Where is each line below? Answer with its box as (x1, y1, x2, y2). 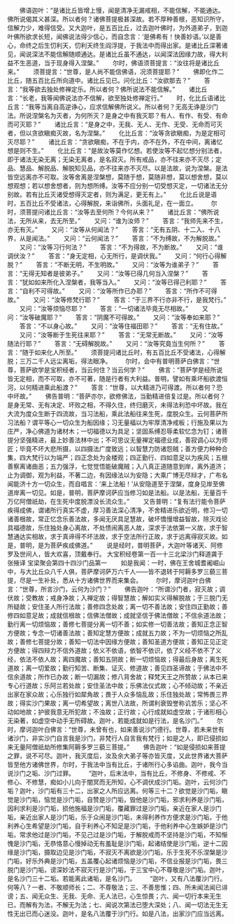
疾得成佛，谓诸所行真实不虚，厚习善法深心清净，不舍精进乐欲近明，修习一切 (7, 506, 228, 514)
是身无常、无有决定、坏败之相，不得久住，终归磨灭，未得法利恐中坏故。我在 (7, 401, 228, 409)
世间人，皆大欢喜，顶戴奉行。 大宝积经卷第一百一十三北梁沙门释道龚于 (19, 550, 224, 558)
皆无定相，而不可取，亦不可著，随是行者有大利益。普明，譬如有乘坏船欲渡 (7, 375, 222, 382)
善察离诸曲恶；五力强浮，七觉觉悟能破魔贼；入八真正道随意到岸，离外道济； (7, 462, 228, 470)
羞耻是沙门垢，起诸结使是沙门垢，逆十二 (104, 839, 222, 848)
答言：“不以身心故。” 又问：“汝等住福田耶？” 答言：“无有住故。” (19, 322, 223, 330)
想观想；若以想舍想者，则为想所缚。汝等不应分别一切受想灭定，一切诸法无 (7, 182, 222, 189)
